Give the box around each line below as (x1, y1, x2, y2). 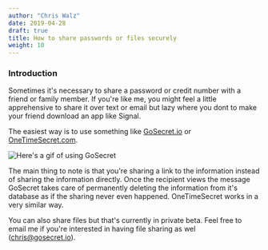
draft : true (8, 26, 48, 34)
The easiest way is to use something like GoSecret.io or (8, 127, 192, 137)
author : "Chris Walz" (8, 11, 81, 20)
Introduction (8, 68, 58, 79)
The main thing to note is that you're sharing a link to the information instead (8, 166, 260, 176)
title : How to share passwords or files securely (8, 34, 178, 42)
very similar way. (8, 200, 64, 210)
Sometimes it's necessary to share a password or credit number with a (8, 85, 242, 96)
